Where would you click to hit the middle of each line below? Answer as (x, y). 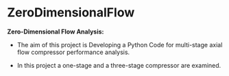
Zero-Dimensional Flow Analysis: (56, 31)
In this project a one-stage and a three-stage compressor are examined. (119, 65)
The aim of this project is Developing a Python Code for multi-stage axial (120, 45)
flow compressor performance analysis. (73, 52)
